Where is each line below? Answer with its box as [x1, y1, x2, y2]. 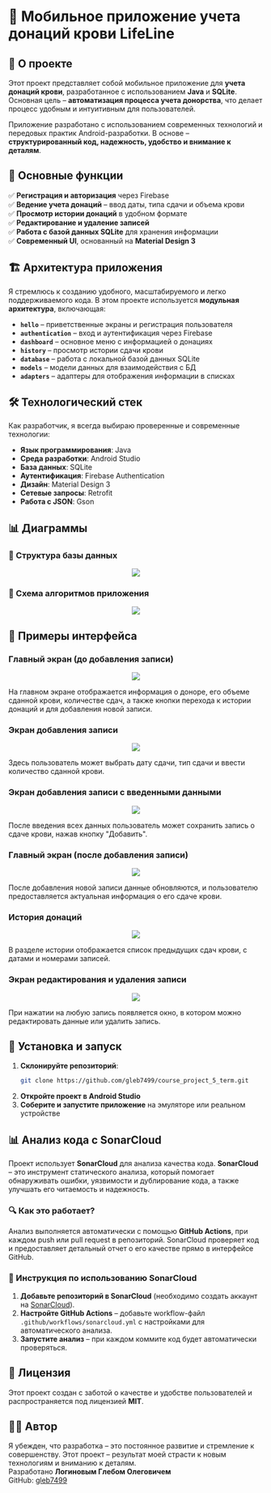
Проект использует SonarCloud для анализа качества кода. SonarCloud [8, 1159, 259, 1168]
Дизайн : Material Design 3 [19, 479, 111, 489]
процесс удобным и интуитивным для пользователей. [8, 104, 196, 113]
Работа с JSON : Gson [19, 497, 95, 507]
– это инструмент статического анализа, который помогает [8, 1168, 215, 1177]
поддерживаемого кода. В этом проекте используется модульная [8, 295, 240, 304]
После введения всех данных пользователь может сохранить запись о [8, 820, 255, 830]
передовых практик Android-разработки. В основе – [8, 129, 190, 138]
